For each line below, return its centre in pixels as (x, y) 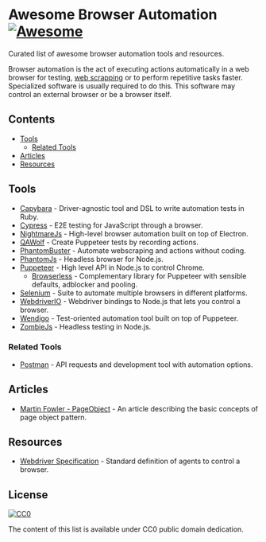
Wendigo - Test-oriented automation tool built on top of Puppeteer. (129, 318)
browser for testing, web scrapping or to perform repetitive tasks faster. (126, 77)
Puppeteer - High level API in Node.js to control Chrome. (112, 267)
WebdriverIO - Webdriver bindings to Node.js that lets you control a (130, 301)
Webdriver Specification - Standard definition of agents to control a (130, 461)
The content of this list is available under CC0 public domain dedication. (126, 529)
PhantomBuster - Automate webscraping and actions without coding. (133, 250)
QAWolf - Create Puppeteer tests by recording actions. (109, 242)
